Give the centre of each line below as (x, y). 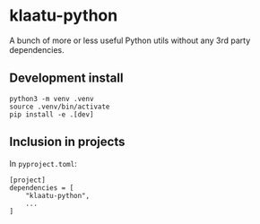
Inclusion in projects (67, 142)
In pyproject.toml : (43, 163)
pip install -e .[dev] (52, 114)
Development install (66, 78)
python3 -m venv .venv (52, 99)
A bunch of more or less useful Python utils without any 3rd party (130, 40)
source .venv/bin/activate (60, 107)
